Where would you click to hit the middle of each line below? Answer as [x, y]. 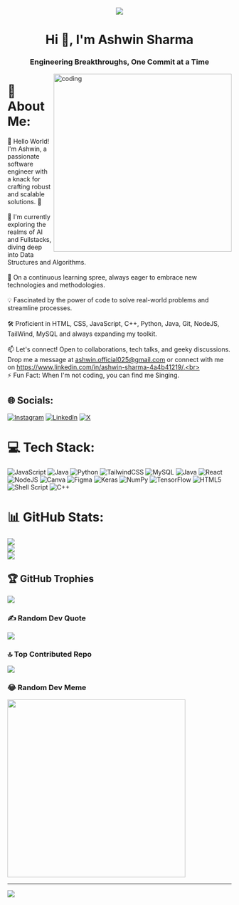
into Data [21, 255]
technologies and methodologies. [56, 285]
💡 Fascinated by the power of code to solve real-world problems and [108, 300]
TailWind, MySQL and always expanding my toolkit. [83, 334]
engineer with [27, 171]
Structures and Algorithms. [47, 263]
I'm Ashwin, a [27, 149]
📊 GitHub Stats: [56, 518]
